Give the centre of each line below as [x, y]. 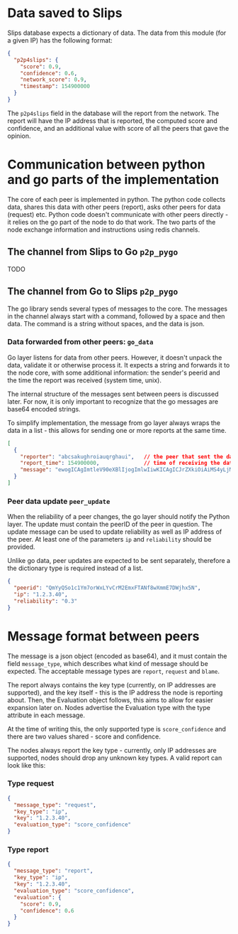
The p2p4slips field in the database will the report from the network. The [113, 113]
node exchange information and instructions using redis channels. [104, 230]
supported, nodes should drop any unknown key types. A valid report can [115, 758]
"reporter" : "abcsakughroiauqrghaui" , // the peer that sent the [121, 456]
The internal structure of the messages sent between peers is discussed [113, 394]
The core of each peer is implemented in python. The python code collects [117, 199]
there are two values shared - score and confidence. [84, 736]
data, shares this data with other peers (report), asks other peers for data [114, 207]
